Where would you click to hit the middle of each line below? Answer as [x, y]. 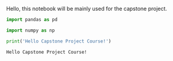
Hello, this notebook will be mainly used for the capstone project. [86, 9]
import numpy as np [31, 30]
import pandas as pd [32, 20]
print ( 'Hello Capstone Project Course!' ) [59, 41]
